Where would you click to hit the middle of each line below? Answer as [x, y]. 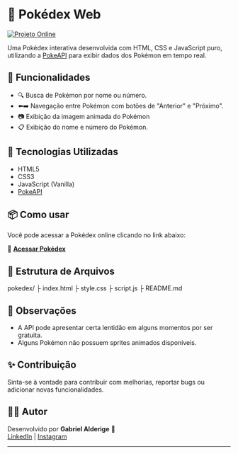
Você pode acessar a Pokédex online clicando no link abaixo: [97, 235]
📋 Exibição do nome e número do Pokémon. [83, 127]
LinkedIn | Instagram [37, 436]
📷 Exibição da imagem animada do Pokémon [84, 116]
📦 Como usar [38, 214]
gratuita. [30, 335]
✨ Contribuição [42, 365]
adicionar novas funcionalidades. [56, 390]
